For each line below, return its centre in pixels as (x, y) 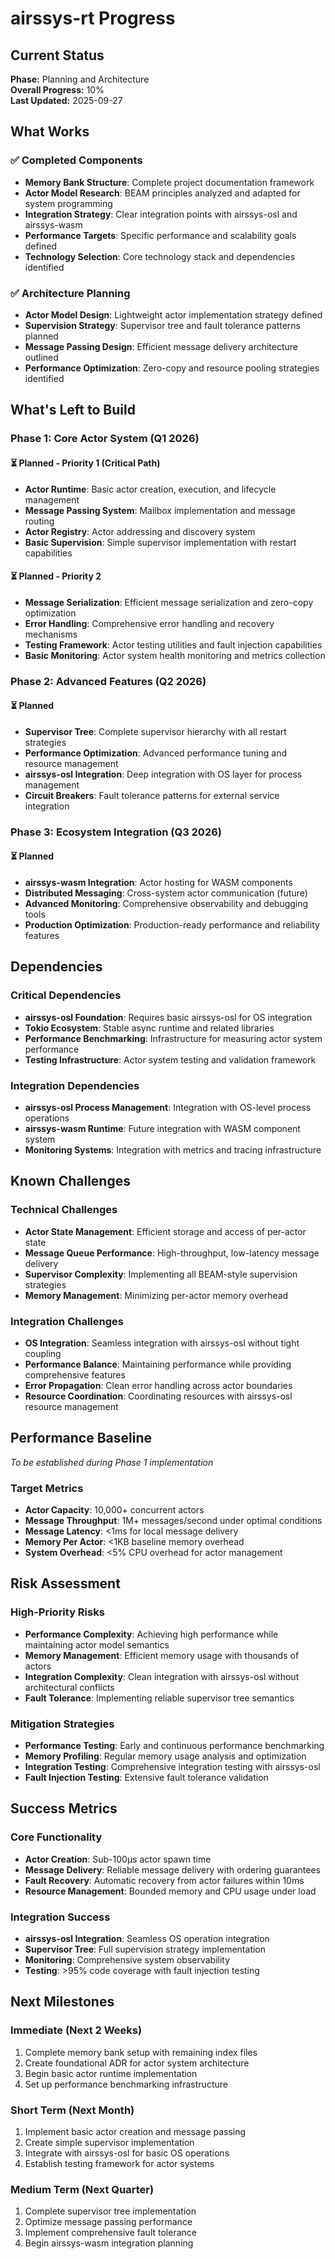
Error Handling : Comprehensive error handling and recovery (149, 623)
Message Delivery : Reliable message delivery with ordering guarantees (173, 1869)
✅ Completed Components (76, 160)
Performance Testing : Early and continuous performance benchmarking (174, 1746)
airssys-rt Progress (93, 18)
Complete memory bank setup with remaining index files (141, 2052)
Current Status (57, 55)
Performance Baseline (81, 1438)
